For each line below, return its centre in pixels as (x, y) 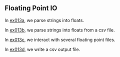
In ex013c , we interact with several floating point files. (60, 39)
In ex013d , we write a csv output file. (42, 49)
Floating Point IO (31, 8)
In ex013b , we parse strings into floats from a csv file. (60, 30)
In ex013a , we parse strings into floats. (44, 20)
